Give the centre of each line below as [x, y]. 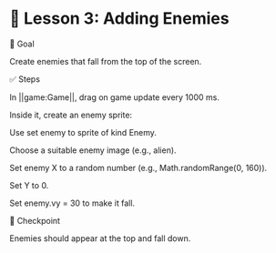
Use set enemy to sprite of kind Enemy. [83, 132]
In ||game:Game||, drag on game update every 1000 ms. [115, 97]
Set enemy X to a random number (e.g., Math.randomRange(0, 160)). [138, 167]
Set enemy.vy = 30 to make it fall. [72, 203]
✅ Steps [25, 79]
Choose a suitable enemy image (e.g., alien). [93, 150]
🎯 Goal [22, 44]
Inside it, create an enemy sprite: [71, 115]
